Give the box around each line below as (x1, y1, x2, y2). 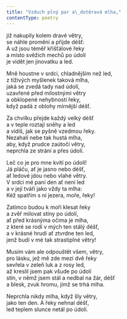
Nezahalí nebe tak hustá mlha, (6, 133, 82, 141)
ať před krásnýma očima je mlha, (6, 216, 89, 224)
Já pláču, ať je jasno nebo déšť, (6, 165, 85, 173)
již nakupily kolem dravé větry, (6, 31, 83, 39)
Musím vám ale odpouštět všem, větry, (6, 248, 104, 255)
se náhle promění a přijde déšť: (6, 38, 85, 45)
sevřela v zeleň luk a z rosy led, (6, 261, 85, 268)
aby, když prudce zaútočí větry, (6, 140, 85, 148)
